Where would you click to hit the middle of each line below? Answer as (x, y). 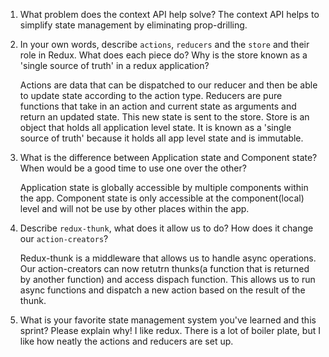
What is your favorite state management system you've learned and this (168, 320)
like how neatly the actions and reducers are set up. (126, 341)
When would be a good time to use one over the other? (133, 168)
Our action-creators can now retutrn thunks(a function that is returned (164, 268)
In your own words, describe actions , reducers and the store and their (164, 44)
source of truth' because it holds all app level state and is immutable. (161, 138)
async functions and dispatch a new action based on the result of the (162, 290)
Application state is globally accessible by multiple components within (164, 187)
